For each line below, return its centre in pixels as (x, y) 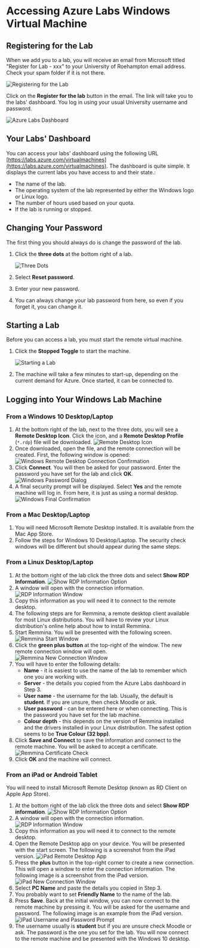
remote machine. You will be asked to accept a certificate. (86, 746)
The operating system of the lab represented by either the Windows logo (104, 190)
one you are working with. (56, 676)
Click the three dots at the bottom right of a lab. (74, 254)
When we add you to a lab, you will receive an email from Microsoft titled (96, 60)
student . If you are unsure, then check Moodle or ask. (90, 702)
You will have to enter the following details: (67, 664)
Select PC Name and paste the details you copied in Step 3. (88, 888)
